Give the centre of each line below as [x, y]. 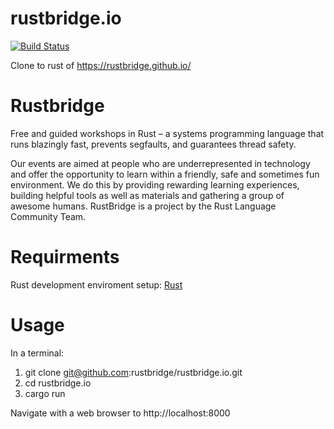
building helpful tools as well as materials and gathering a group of [147, 195]
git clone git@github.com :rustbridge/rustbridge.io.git [133, 372]
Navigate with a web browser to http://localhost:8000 [120, 413]
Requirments [65, 257]
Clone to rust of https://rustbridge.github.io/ [101, 65]
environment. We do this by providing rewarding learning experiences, [155, 184]
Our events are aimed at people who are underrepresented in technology [160, 163]
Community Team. [48, 216]
